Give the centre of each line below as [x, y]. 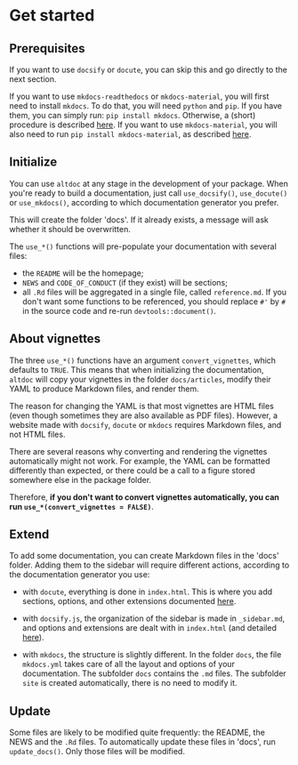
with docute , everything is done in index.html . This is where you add [147, 592]
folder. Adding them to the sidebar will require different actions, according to [149, 565]
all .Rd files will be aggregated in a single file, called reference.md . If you [154, 292]
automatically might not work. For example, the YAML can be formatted [140, 461]
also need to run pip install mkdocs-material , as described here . [130, 134]
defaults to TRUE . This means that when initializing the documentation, [137, 369]
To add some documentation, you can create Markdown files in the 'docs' [144, 556]
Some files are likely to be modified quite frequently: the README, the [137, 733]
